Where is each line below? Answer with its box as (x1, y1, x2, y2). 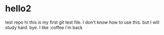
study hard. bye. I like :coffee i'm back (5, 24, 83, 30)
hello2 (5, 3, 32, 14)
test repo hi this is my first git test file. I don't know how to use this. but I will (5, 19, 160, 25)
